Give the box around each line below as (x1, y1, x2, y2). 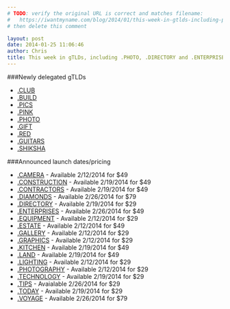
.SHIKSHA (16, 144, 46, 152)
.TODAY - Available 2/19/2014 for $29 (16, 286, 123, 295)
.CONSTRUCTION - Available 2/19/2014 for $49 (16, 178, 151, 186)
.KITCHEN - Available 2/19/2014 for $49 (16, 243, 129, 252)
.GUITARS (16, 137, 45, 145)
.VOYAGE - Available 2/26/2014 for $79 (16, 294, 128, 302)
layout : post (7, 35, 44, 42)
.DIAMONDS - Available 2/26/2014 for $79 (16, 192, 137, 200)
